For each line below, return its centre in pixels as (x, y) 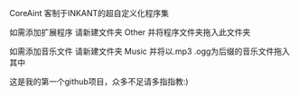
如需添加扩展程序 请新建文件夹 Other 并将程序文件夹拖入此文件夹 (130, 32)
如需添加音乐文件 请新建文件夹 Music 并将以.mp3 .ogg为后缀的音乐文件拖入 (150, 51)
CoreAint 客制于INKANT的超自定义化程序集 (89, 13)
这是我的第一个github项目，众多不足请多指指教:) (99, 82)
